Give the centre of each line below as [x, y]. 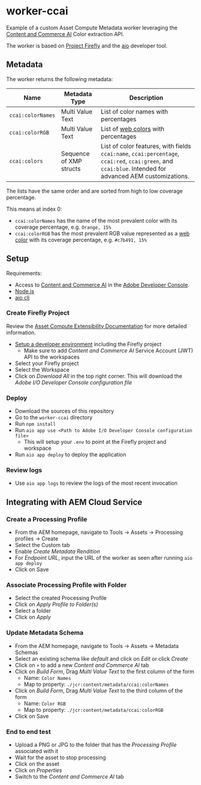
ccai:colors [26, 161]
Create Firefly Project [38, 313]
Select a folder [33, 611]
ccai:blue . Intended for [133, 168]
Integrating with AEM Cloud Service [74, 502]
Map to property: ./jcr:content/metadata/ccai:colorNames [96, 684]
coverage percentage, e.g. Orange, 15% [63, 227]
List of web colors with [133, 129]
